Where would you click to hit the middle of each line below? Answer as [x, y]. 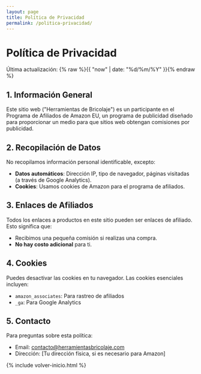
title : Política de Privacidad [45, 17]
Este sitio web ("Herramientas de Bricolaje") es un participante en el [90, 110]
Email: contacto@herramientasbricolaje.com [70, 348]
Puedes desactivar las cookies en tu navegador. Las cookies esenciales [95, 278]
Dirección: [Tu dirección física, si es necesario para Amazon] [90, 354]
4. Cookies [27, 263]
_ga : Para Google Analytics [48, 302]
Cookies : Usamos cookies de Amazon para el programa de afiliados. [100, 186]
